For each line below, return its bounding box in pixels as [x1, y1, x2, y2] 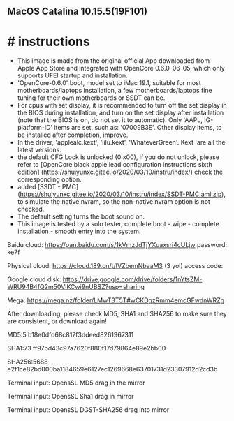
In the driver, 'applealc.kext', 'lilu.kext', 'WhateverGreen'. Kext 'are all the [17, 138, 226, 147]
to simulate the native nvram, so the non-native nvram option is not [17, 198, 211, 206]
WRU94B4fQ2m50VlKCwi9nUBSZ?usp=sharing [7, 283, 145, 291]
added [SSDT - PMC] [17, 183, 79, 191]
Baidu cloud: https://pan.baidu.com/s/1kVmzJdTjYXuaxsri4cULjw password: [7, 241, 227, 249]
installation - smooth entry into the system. [17, 227, 141, 236]
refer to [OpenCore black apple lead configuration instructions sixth [17, 161, 212, 169]
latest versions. [17, 146, 61, 154]
